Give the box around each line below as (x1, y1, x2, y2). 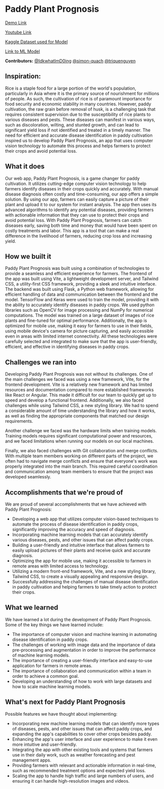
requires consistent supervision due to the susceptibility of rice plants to (5, 111, 151, 117)
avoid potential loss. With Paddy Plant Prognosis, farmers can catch (5, 217, 142, 223)
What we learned (5, 603, 58, 612)
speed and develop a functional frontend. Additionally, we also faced (5, 397, 144, 403)
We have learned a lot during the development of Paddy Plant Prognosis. (5, 616, 152, 622)
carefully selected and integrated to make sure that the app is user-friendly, (5, 339, 158, 345)
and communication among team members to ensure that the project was (5, 469, 153, 474)
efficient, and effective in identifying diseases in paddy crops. (5, 344, 130, 350)
